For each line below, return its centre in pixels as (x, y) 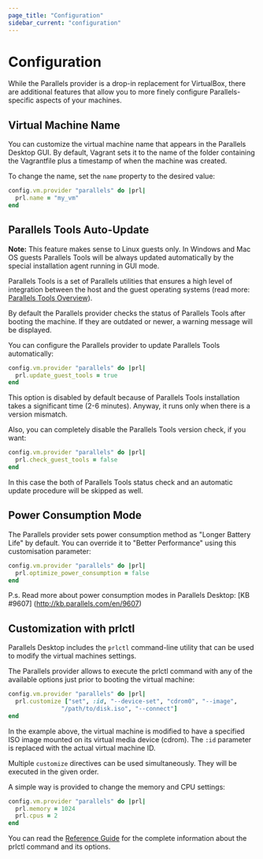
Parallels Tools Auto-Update (79, 230)
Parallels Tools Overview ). (50, 297)
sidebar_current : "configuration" (65, 23)
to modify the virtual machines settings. (72, 656)
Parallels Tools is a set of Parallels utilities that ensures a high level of (120, 281)
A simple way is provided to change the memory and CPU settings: (117, 786)
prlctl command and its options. (59, 847)
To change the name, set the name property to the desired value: (111, 176)
